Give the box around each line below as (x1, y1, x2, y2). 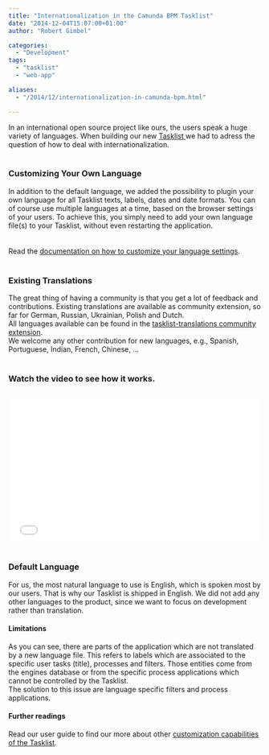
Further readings (8, 712, 66, 721)
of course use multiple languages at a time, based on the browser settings (8, 203, 255, 213)
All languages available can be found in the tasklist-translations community (8, 319, 257, 328)
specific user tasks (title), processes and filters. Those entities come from (8, 658, 253, 668)
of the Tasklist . (8, 738, 58, 748)
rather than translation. (8, 605, 84, 615)
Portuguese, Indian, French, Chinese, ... (8, 344, 139, 354)
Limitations (8, 624, 47, 633)
